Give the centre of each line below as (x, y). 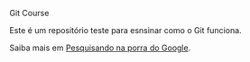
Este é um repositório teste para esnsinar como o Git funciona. (125, 30)
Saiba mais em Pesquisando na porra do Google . (100, 48)
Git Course (29, 13)
